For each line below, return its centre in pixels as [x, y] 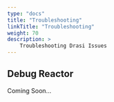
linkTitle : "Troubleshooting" [51, 26]
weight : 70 [23, 33]
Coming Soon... [30, 90]
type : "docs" [26, 14]
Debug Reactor [40, 74]
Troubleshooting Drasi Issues [64, 46]
